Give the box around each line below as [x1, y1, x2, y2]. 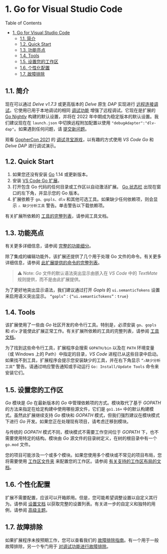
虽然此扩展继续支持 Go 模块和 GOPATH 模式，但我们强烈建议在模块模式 [13, 412, 160, 418]
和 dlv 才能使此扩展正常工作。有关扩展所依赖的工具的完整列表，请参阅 [5, 328, 150, 334]
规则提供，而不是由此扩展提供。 [17, 277, 83, 282]
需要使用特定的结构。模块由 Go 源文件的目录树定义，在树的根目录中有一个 [5, 435, 158, 441]
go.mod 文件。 [5, 442, 33, 447]
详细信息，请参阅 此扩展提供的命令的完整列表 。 [5, 260, 102, 266]
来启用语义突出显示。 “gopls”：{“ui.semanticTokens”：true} [5, 293, 129, 299]
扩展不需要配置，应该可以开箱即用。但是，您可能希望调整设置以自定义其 [5, 494, 153, 500]
